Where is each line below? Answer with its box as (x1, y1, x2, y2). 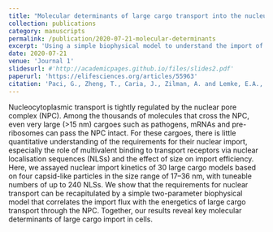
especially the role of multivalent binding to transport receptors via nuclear (8, 145, 258, 155)
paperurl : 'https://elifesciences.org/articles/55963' (8, 72, 198, 80)
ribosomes (8, 127, 45, 138)
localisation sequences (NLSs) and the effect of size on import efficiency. (8, 153, 254, 163)
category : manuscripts (8, 27, 85, 35)
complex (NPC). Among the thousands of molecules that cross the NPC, (8, 110, 249, 120)
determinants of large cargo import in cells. (8, 214, 153, 224)
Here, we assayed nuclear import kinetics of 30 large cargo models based (8, 162, 257, 172)
